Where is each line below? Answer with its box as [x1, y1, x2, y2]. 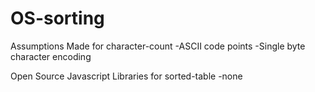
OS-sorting [10, 7, 105, 30]
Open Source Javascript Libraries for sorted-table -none [10, 70, 243, 82]
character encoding [10, 50, 92, 62]
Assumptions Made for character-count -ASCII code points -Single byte [10, 40, 306, 52]
